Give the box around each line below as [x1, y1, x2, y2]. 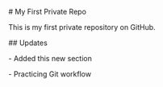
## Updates [8, 38, 48, 48]
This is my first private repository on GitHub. [8, 23, 156, 31]
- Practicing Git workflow [8, 69, 91, 79]
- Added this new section [8, 54, 93, 63]
